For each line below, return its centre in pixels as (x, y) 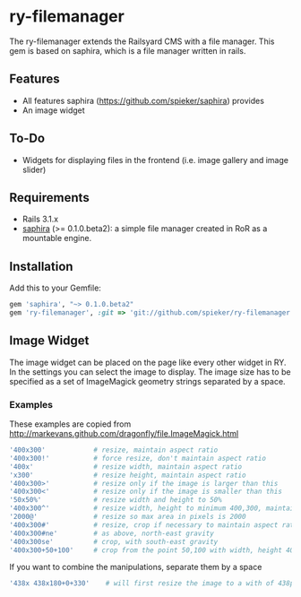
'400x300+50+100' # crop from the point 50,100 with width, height (146, 550)
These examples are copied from (70, 424)
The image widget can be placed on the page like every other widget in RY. (148, 362)
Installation (41, 266)
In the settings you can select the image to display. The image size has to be (150, 372)
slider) (34, 169)
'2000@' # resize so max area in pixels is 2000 (128, 517)
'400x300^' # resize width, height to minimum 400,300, (136, 508)
